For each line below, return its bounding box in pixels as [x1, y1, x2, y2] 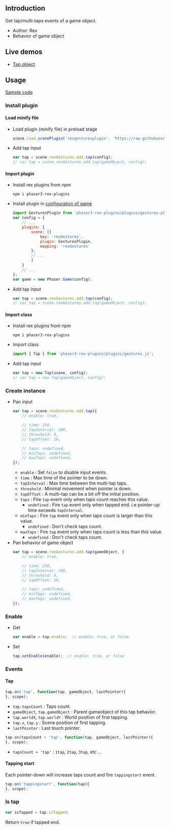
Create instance [5, 387, 46, 394]
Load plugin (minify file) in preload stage [12, 126, 97, 132]
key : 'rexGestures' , [40, 234, 84, 239]
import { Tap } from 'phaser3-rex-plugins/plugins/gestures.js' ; [12, 351, 154, 357]
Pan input [12, 399, 33, 405]
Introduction [5, 4, 46, 13]
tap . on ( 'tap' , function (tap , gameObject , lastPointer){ [5, 690, 126, 695]
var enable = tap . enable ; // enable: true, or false [12, 635, 129, 640]
